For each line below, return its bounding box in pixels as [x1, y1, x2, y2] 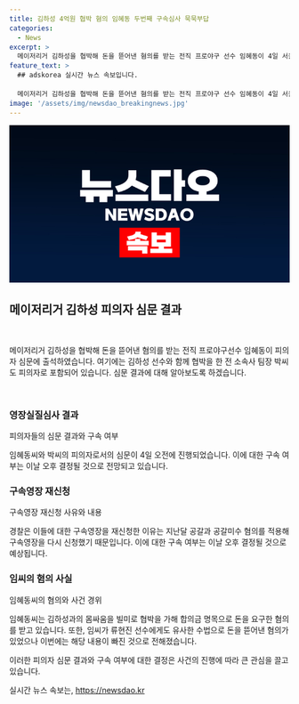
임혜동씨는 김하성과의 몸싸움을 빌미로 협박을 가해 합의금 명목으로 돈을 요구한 [9, 613, 273, 624]
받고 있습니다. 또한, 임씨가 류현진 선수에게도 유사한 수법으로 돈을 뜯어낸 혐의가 [18, 624, 289, 635]
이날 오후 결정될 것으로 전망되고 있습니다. [25, 461, 169, 472]
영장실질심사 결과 [9, 409, 79, 421]
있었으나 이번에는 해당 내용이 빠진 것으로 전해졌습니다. [9, 635, 198, 646]
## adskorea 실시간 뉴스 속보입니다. [17, 71, 139, 80]
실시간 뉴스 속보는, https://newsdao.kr [9, 684, 145, 695]
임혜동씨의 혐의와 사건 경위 [9, 595, 102, 605]
